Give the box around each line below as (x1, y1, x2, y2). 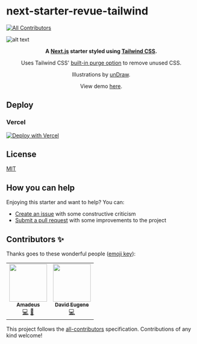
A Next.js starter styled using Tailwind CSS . (45, 47, 158, 55)
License (6, 149, 37, 160)
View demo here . (80, 83, 122, 90)
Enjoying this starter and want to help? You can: (6, 199, 125, 206)
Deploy (6, 100, 34, 110)
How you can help (6, 183, 75, 193)
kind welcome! (6, 332, 43, 339)
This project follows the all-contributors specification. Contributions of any (6, 325, 192, 333)
